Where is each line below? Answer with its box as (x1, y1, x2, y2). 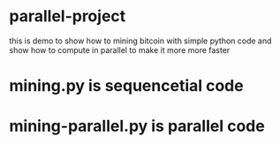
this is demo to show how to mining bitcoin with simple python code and (9, 35, 272, 46)
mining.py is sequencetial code (9, 76, 245, 96)
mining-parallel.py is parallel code (9, 117, 265, 136)
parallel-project (9, 6, 126, 27)
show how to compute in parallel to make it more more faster (9, 44, 231, 55)
